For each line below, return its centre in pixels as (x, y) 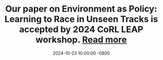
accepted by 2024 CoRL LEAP (81, 30)
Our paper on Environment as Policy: (81, 9)
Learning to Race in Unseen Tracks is (81, 19)
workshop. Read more (81, 40)
